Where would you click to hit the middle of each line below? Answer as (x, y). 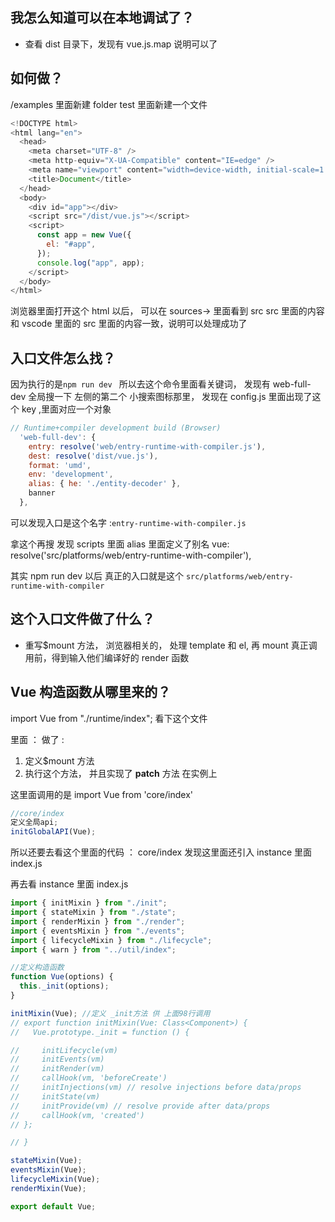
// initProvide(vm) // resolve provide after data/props (140, 1106)
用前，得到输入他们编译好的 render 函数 (107, 657)
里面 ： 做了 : (37, 739)
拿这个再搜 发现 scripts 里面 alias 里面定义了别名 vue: (120, 544)
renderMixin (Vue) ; (48, 1188)
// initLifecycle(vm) (64, 1050)
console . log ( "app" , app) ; (90, 263)
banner (42, 493)
